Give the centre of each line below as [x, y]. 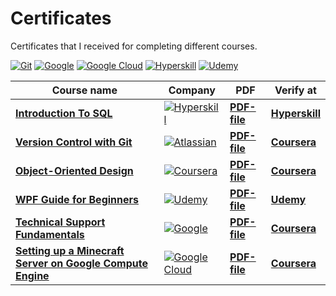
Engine [32, 275]
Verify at [295, 90]
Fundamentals [50, 234]
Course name [84, 90]
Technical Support [60, 222]
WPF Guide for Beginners [77, 199]
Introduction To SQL [64, 113]
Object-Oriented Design [74, 170]
